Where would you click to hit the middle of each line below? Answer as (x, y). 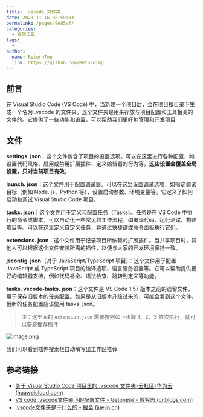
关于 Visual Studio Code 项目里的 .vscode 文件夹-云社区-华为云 (94, 385)
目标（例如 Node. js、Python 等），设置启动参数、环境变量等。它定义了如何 (100, 192)
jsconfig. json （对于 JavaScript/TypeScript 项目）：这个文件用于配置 (91, 261)
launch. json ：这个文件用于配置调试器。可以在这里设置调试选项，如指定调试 (101, 184)
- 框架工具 (24, 35)
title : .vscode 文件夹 (34, 12)
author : (16, 52)
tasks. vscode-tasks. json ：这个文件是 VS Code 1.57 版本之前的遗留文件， (100, 289)
